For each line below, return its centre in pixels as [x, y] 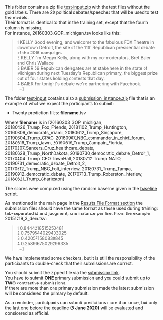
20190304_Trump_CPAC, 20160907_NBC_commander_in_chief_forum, [75, 138]
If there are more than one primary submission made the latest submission [80, 288]
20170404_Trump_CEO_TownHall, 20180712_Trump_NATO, [63, 158]
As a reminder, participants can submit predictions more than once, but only [81, 303]
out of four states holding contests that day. [61, 78]
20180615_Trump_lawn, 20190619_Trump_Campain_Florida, [64, 143]
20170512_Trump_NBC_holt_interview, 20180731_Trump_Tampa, [69, 169]
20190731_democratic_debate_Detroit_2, [45, 163]
